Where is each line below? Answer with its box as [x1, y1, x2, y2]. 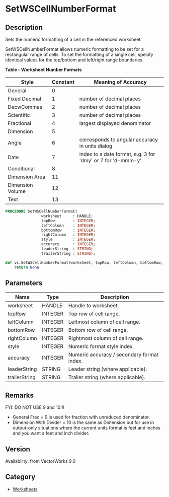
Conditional [8, 165, 35, 172]
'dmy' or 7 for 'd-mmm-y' [79, 157, 142, 164]
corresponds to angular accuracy [79, 136, 158, 143]
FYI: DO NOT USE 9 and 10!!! [5, 404, 64, 410]
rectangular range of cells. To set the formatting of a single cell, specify [5, 51, 153, 57]
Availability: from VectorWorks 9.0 [5, 458, 76, 464]
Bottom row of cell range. [68, 327, 128, 334]
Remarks [5, 391, 34, 399]
